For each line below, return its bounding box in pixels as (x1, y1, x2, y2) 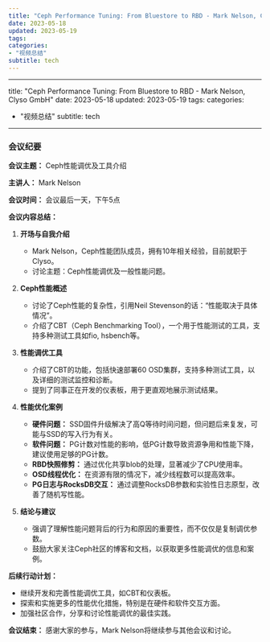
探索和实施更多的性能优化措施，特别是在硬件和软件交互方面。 (19, 599, 225, 608)
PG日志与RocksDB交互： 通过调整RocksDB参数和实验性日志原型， (31, 479, 253, 489)
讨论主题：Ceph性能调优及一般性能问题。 (31, 266, 170, 276)
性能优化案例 (19, 402, 63, 412)
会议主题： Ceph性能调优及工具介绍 (8, 161, 127, 171)
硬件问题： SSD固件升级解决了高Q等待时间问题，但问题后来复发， (31, 419, 252, 429)
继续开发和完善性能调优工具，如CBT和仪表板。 (19, 588, 175, 598)
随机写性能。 (46, 490, 89, 500)
